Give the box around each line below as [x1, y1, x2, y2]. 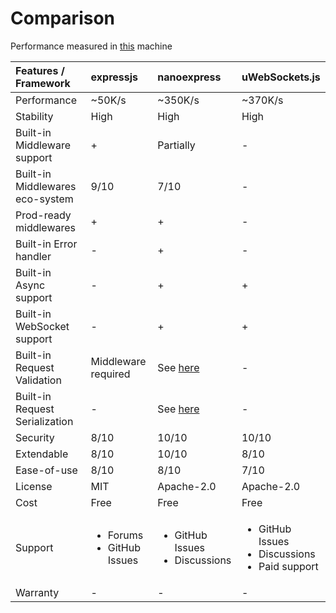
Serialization [15, 414, 74, 428]
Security [15, 430, 55, 444]
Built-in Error [15, 237, 78, 251]
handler [15, 249, 52, 263]
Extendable [15, 447, 69, 461]
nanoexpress [157, 70, 222, 84]
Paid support [258, 559, 319, 573]
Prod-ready [15, 208, 72, 222]
